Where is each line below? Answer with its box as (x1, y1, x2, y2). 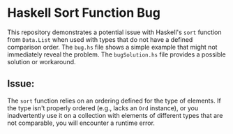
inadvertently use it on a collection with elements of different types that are (7, 111, 223, 119)
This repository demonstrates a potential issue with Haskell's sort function (7, 28, 222, 36)
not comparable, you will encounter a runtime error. (7, 119, 156, 127)
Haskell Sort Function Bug (7, 5, 160, 21)
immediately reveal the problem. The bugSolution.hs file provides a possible (7, 50, 226, 59)
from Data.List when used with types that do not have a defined (7, 35, 193, 43)
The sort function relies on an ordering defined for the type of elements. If (7, 96, 221, 105)
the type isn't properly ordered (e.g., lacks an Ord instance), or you (7, 103, 199, 112)
